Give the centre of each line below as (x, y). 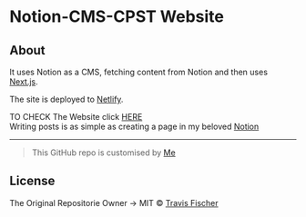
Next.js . (24, 82)
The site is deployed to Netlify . (66, 99)
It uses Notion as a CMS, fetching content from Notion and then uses (139, 72)
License (32, 181)
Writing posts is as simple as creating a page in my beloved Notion (134, 126)
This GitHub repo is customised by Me (103, 153)
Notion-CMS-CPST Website (117, 17)
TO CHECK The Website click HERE (76, 117)
